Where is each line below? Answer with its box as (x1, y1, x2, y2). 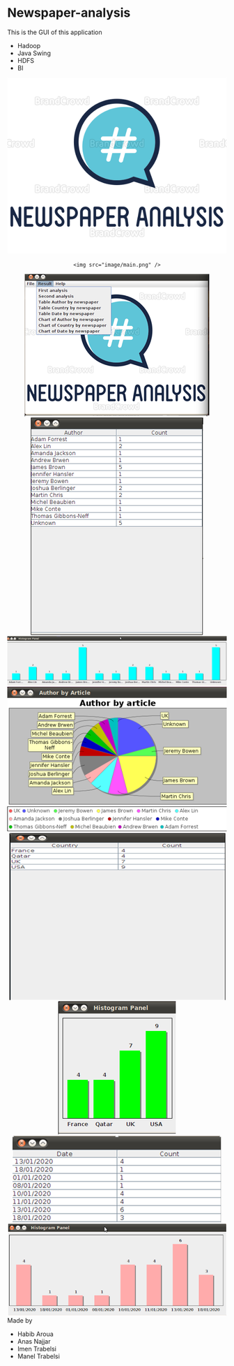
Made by (7, 1316, 33, 1324)
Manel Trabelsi (17, 1352, 61, 1360)
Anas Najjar (17, 1337, 51, 1345)
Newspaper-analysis (7, 5, 131, 21)
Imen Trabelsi (17, 1344, 57, 1353)
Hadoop (17, 41, 40, 50)
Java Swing (17, 49, 51, 57)
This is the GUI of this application (7, 28, 102, 36)
